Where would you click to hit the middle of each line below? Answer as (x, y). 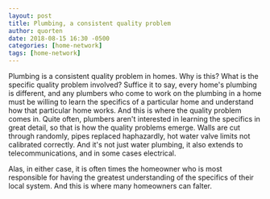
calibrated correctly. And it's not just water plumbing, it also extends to (126, 145)
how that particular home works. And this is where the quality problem (125, 110)
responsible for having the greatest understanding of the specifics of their (131, 177)
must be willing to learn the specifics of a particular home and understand (131, 102)
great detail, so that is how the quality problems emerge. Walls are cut (124, 127)
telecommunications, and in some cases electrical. (92, 153)
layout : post (30, 16)
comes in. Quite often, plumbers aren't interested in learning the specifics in (134, 119)
